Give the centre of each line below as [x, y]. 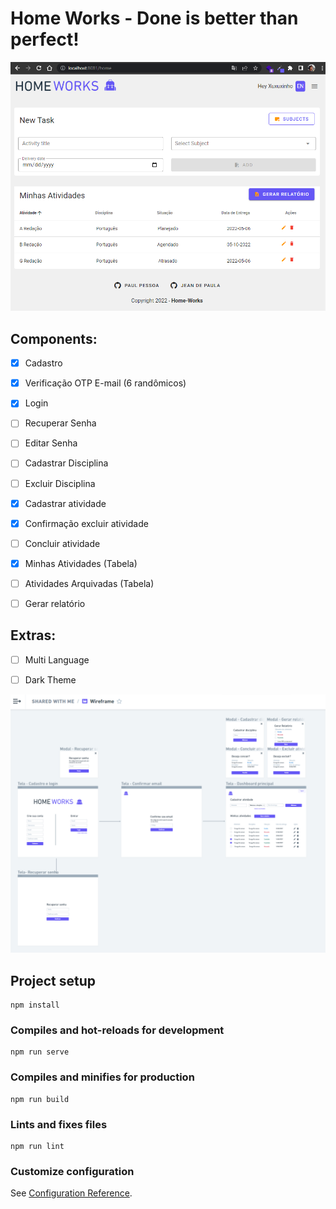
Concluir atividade [62, 543]
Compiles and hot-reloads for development [117, 1030]
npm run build [40, 1099]
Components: [54, 338]
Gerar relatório [55, 603]
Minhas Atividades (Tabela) [81, 563]
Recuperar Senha [60, 423]
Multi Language [57, 659]
